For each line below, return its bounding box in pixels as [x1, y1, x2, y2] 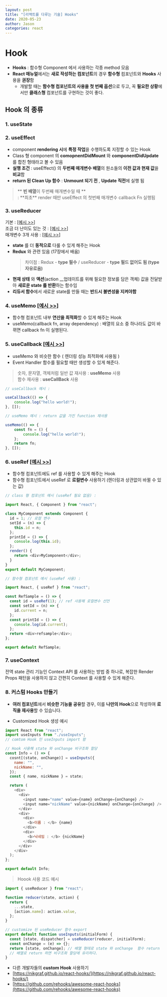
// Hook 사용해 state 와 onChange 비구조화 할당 [5, 746, 98, 751]
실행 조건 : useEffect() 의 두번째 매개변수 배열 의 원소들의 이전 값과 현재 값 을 [12, 165, 159, 171]
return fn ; [14, 441, 37, 446]
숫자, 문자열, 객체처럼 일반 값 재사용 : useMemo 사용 [17, 370, 121, 376]
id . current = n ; [14, 608, 48, 613]
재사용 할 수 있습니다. [21, 707, 62, 713]
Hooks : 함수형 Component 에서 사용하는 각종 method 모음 [12, 64, 130, 70]
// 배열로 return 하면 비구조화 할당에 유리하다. [9, 951, 98, 956]
